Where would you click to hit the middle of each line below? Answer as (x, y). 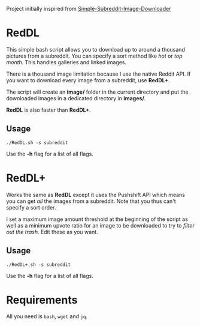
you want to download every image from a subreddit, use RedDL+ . (88, 80)
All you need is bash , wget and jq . (47, 316)
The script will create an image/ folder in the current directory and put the (97, 92)
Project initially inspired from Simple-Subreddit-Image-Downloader (89, 9)
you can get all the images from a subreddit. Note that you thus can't (91, 201)
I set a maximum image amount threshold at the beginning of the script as (97, 219)
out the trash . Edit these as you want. (52, 232)
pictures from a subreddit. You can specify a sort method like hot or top (94, 56)
